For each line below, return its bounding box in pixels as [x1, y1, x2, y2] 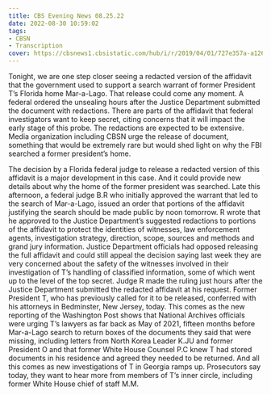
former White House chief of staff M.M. [8, 379, 140, 389]
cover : [8, 49, 31, 57]
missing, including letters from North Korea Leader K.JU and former [8, 336, 234, 346]
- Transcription [8, 42, 63, 50]
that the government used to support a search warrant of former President [8, 80, 256, 90]
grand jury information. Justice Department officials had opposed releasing [8, 242, 258, 251]
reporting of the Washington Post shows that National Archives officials [8, 310, 246, 320]
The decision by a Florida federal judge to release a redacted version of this [8, 165, 261, 174]
